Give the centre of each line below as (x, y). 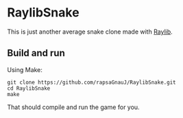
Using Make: (25, 69)
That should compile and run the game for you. (73, 107)
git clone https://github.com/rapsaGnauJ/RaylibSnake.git (91, 82)
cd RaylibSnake (29, 88)
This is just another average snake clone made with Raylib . (90, 32)
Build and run (36, 53)
